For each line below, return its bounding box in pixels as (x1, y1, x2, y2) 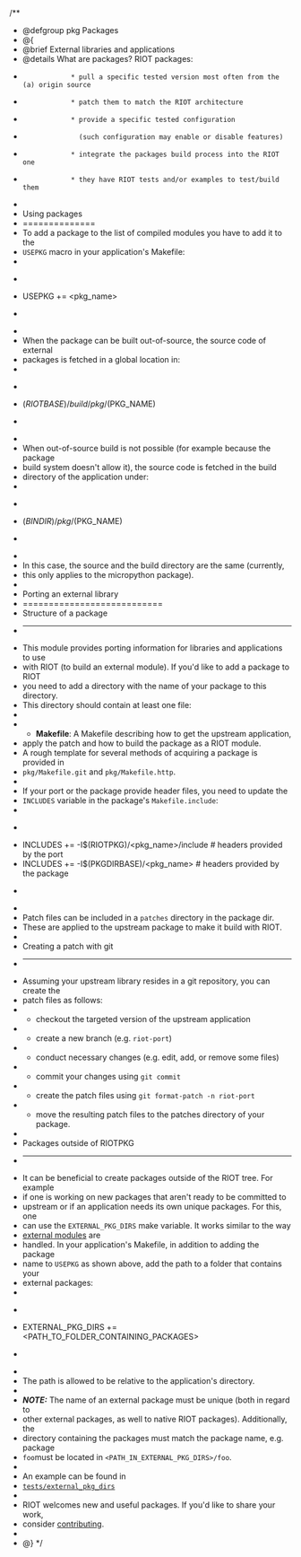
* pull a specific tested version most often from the (70, 73, 279, 82)
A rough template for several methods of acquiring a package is (21, 748, 258, 757)
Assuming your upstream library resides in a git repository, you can (21, 975, 271, 986)
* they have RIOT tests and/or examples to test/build (70, 175, 279, 184)
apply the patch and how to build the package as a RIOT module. (21, 738, 262, 748)
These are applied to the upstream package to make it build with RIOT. (21, 922, 282, 932)
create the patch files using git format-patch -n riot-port (35, 1090, 255, 1100)
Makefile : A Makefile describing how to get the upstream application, (35, 729, 292, 739)
